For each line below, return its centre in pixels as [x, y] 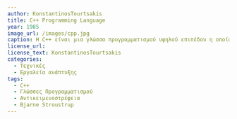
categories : [25, 59]
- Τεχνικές [30, 66]
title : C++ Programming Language [56, 20]
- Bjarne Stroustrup [44, 105]
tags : [15, 79]
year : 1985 [23, 27]
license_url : [26, 46]
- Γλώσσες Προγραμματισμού [53, 92]
